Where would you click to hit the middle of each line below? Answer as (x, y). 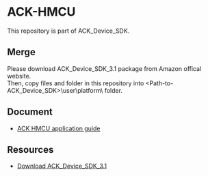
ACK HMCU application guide (58, 128)
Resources (30, 150)
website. (19, 76)
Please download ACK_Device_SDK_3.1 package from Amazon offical (104, 68)
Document (30, 112)
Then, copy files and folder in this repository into (76, 83)
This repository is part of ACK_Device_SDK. (68, 31)
